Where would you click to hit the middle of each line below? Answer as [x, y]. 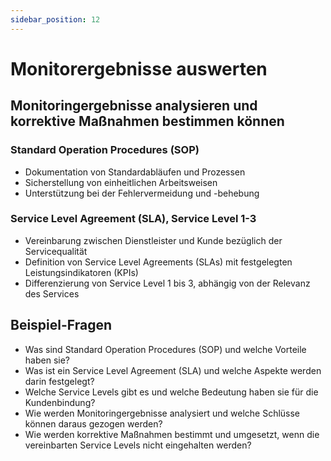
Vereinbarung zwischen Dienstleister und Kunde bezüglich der [153, 240]
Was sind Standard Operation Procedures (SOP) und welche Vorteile [165, 349]
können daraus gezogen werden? [93, 423]
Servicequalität [56, 251]
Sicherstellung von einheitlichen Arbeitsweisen [121, 182]
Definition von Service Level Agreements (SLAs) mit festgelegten [158, 262]
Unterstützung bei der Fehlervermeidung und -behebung [142, 193]
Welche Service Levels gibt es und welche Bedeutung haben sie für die [171, 392]
